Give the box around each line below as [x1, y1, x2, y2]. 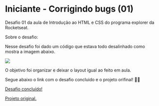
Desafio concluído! [5, 86, 43, 92]
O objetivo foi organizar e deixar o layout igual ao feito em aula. [5, 67, 131, 73]
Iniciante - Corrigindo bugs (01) [5, 3, 134, 15]
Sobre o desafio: [5, 34, 38, 40]
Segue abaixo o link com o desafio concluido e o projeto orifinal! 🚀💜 [5, 76, 141, 82]
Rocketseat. [5, 24, 29, 30]
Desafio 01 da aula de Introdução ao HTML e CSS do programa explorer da [5, 19, 155, 25]
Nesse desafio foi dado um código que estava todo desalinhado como [5, 43, 145, 49]
